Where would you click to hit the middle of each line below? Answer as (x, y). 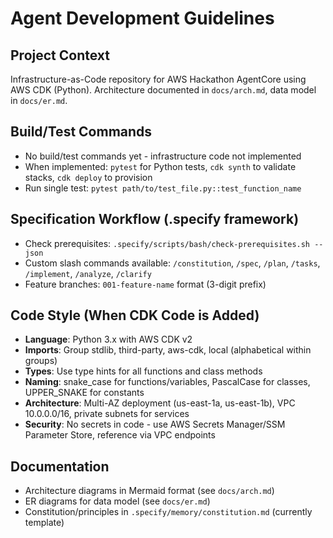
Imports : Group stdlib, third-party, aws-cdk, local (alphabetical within (168, 350)
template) (44, 523)
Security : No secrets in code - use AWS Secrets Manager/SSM (155, 424)
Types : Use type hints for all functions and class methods (143, 371)
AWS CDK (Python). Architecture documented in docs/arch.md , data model (163, 90)
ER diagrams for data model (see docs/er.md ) (117, 501)
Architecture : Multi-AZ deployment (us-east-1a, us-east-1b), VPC (160, 403)
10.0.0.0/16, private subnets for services (107, 414)
